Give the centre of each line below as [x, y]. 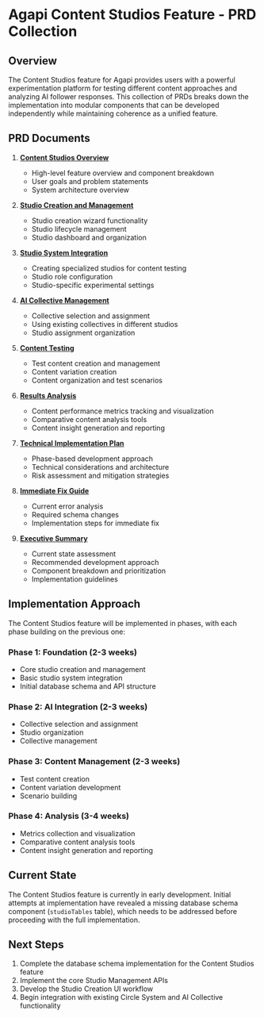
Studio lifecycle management [79, 229]
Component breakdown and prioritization [99, 570]
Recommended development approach [95, 562]
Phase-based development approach [92, 459]
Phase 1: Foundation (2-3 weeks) [73, 652]
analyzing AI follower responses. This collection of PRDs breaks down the [129, 96]
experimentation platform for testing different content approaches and [123, 88]
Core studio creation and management [82, 669]
